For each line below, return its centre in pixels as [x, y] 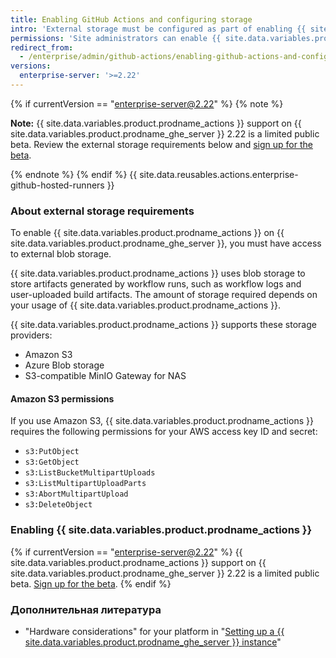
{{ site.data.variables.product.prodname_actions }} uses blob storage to [158, 273]
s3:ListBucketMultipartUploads [90, 473]
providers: [31, 335]
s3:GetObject [52, 462]
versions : [31, 66]
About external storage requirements [102, 211]
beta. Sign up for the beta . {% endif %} [91, 583]
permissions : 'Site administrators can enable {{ [116, 38]
